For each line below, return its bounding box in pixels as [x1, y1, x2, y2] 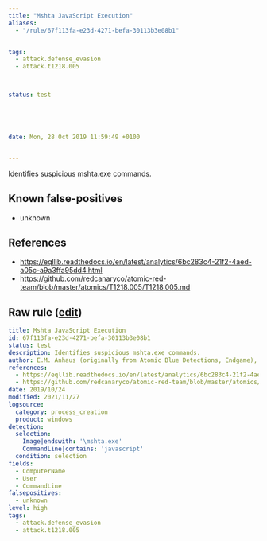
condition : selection [15, 453, 87, 461]
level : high [8, 504, 48, 512]
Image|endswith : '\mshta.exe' [22, 438, 123, 446]
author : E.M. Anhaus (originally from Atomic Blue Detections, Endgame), [8, 356, 258, 364]
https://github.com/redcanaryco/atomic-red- [19, 274, 167, 283]
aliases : [8, 19, 37, 27]
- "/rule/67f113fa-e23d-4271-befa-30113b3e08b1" [15, 26, 180, 34]
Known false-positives [8, 192, 123, 205]
